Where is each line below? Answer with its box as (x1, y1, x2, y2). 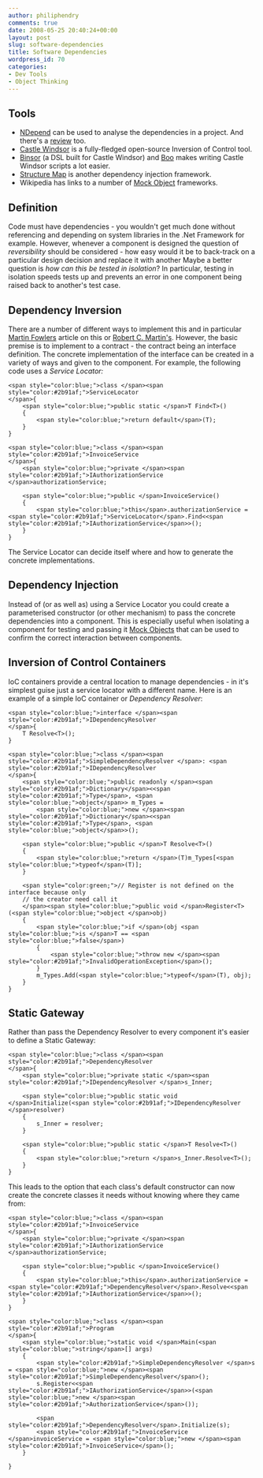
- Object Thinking (8, 77, 69, 85)
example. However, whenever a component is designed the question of (8, 238, 239, 249)
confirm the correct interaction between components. (8, 633, 183, 642)
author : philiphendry (8, 11, 80, 20)
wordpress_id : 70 (8, 56, 65, 64)
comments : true (8, 19, 58, 27)
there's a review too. (19, 136, 87, 146)
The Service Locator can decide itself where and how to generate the (8, 547, 234, 556)
